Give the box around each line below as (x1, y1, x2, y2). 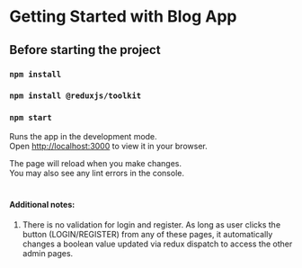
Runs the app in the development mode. (9, 130, 157, 141)
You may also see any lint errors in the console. (9, 167, 184, 178)
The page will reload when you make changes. (9, 157, 182, 168)
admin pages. (22, 247, 74, 258)
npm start (9, 112, 52, 123)
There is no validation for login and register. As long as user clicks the (22, 219, 281, 230)
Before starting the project (9, 42, 161, 58)
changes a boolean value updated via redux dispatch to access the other (22, 238, 293, 249)
